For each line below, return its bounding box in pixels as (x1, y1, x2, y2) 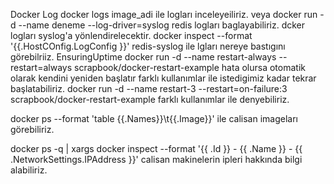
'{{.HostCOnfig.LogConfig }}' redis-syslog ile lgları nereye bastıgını (10, 40, 286, 52)
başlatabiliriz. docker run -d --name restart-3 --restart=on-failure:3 (10, 83, 288, 94)
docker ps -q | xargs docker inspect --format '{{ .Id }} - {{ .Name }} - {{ (10, 143, 303, 154)
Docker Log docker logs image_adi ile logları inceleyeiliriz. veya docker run (10, 9, 318, 20)
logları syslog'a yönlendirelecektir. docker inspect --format (10, 30, 253, 41)
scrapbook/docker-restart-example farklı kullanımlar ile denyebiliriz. (10, 94, 290, 105)
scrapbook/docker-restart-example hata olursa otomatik (73, 62, 306, 73)
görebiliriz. (10, 124, 55, 135)
